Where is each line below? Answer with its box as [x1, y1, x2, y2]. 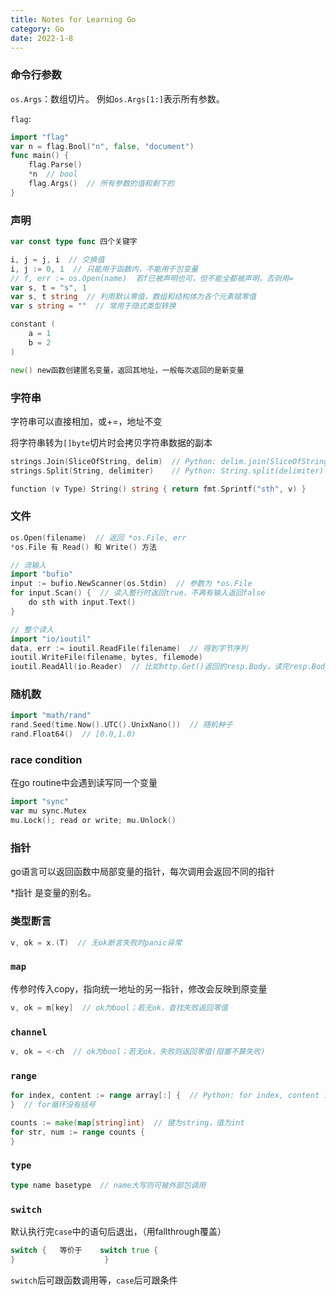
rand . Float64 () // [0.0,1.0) [10, 729, 137, 740]
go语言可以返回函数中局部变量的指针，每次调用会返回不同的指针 [10, 866, 275, 878]
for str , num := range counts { [10, 1127, 145, 1137]
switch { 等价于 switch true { [10, 1245, 159, 1255]
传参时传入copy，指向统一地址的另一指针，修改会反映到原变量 [10, 982, 268, 995]
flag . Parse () [28, 160, 83, 170]
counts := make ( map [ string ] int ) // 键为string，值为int [10, 1117, 245, 1128]
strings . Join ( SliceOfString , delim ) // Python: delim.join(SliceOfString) [10, 456, 333, 466]
